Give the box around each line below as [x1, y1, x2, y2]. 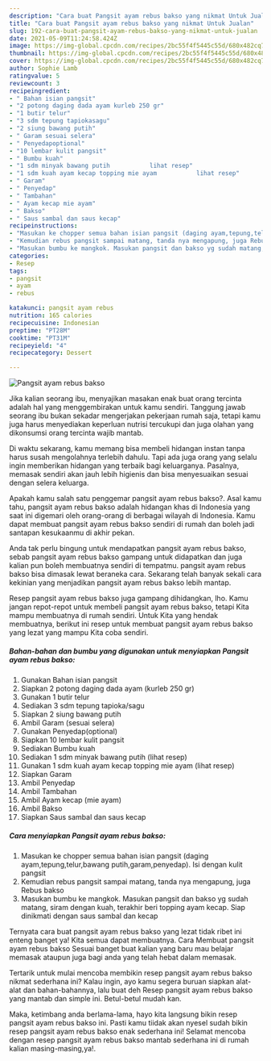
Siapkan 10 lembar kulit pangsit [20, 735, 125, 745]
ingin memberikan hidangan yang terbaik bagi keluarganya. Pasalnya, [9, 461, 240, 470]
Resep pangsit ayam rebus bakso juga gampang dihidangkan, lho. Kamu [9, 594, 248, 604]
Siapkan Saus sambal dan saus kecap [20, 812, 146, 822]
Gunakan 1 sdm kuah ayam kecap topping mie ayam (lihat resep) [20, 761, 236, 771]
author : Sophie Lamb [9, 65, 79, 73]
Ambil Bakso [20, 804, 63, 813]
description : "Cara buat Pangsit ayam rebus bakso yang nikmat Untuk [9, 11, 248, 20]
